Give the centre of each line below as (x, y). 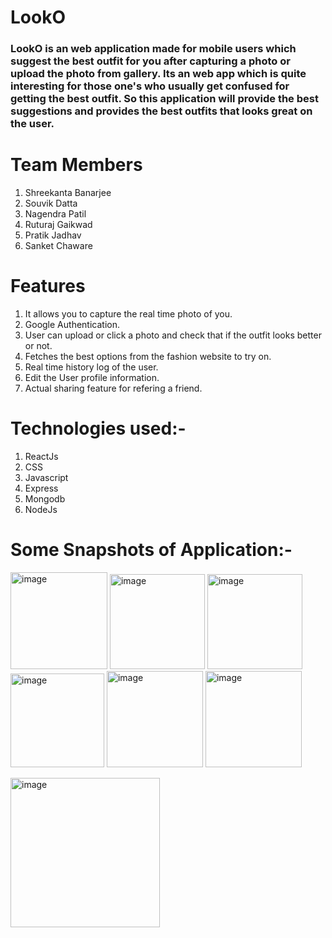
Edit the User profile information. (92, 377)
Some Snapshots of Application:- (151, 550)
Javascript (46, 477)
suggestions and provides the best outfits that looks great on (161, 111)
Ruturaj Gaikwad (58, 225)
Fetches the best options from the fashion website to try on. (148, 356)
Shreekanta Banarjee (68, 193)
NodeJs (41, 509)
